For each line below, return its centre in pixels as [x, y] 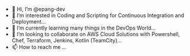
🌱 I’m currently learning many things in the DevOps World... [84, 28]
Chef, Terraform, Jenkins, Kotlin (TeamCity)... [67, 40]
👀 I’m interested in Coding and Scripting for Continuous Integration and [98, 15]
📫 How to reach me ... [39, 47]
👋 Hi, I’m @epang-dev [38, 9]
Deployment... [29, 22]
